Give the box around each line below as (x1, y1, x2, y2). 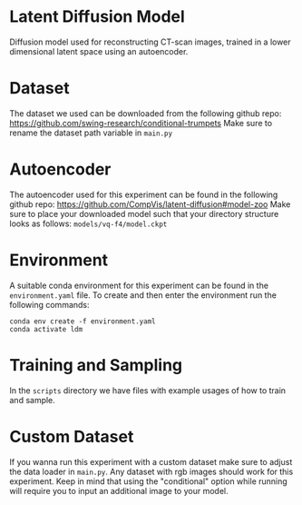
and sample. (9, 394, 56, 405)
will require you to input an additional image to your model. (9, 485, 229, 496)
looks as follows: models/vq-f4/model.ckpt (9, 218, 168, 229)
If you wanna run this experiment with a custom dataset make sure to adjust (9, 456, 293, 467)
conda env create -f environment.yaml (9, 316, 156, 326)
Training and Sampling (9, 354, 183, 375)
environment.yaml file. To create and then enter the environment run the (9, 289, 277, 301)
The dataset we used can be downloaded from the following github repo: (9, 107, 282, 119)
